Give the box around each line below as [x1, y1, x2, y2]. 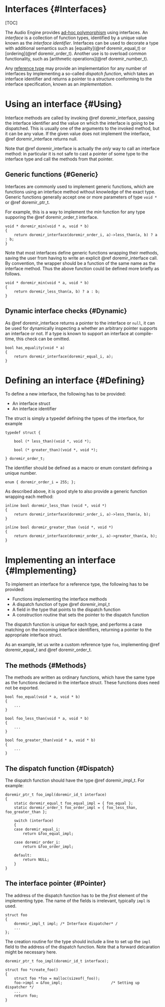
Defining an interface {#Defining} [5, 375, 145, 386]
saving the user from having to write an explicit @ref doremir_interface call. [5, 255, 158, 261]
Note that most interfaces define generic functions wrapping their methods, [5, 250, 159, 255]
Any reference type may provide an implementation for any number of [5, 65, 147, 71]
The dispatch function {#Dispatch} [5, 764, 115, 773]
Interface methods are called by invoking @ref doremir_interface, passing [5, 115, 155, 121]
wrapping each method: [5, 494, 54, 500]
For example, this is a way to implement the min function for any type [5, 209, 145, 215]
